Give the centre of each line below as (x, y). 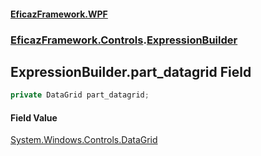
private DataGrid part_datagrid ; (80, 95)
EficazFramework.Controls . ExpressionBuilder (124, 40)
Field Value (34, 117)
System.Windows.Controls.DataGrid (84, 140)
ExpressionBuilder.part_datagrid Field (131, 71)
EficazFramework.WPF (59, 14)
